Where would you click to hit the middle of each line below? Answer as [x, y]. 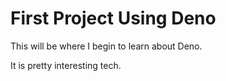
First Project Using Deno [113, 18]
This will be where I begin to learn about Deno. [106, 46]
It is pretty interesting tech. [66, 65]
